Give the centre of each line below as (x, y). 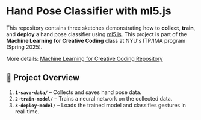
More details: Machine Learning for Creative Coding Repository (85, 58)
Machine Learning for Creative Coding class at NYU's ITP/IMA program (96, 40)
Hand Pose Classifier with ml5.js (89, 11)
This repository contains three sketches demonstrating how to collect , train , (101, 28)
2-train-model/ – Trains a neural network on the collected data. (94, 98)
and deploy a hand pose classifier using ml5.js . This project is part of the (97, 34)
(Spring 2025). (24, 47)
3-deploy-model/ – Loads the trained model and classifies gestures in (100, 105)
